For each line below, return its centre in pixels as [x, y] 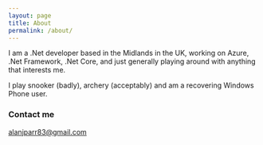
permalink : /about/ [41, 30]
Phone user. [28, 94]
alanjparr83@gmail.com [48, 131]
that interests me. [37, 70]
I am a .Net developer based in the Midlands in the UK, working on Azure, [129, 53]
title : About [30, 23]
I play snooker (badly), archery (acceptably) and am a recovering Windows [131, 85]
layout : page [30, 16]
